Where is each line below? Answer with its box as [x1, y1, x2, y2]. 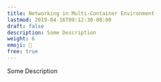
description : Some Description [7, 29, 97, 36]
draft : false [7, 23, 45, 29]
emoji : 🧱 [7, 42, 32, 49]
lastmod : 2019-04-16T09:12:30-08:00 [7, 16, 112, 23]
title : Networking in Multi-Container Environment [7, 10, 155, 17]
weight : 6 [7, 36, 36, 42]
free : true [7, 49, 38, 55]
